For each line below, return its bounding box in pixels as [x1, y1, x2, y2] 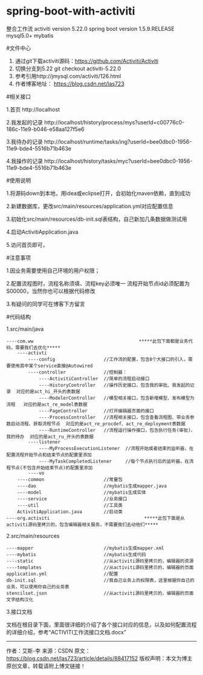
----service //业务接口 [17, 495, 127, 502]
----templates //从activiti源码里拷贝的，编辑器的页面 [6, 564, 194, 571]
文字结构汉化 [6, 596, 34, 603]
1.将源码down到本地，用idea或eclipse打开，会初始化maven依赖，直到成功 [6, 189, 191, 196]
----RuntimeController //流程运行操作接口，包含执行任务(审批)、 [38, 427, 196, 433]
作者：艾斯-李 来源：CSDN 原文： [6, 647, 91, 654]
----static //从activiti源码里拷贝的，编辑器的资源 [6, 558, 194, 564]
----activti [17, 350, 47, 356]
